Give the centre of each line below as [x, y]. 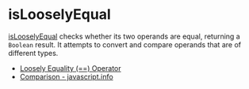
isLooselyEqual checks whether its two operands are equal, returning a [124, 36]
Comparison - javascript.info [66, 76]
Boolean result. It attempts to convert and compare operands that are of [125, 44]
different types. [33, 53]
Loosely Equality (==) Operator [70, 68]
